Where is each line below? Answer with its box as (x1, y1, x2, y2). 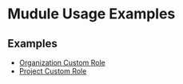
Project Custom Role (18, 66, 87, 76)
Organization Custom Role (18, 58, 105, 67)
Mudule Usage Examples (7, 5, 176, 23)
